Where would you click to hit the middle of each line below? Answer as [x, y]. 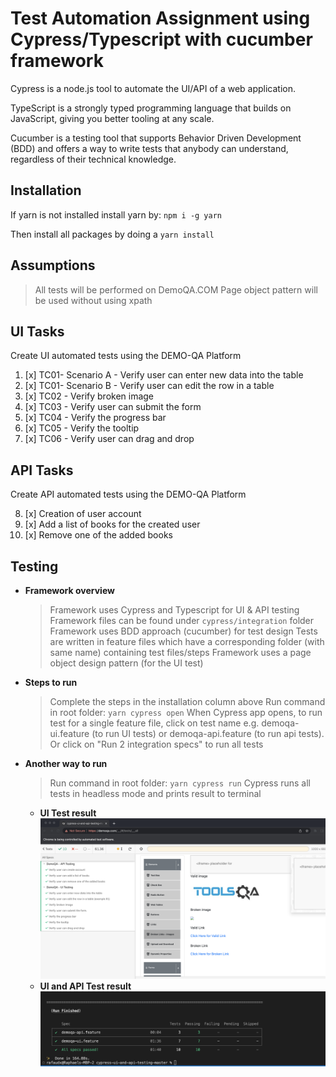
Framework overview [69, 590]
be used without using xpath [93, 300]
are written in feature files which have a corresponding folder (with [187, 641]
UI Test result [68, 813]
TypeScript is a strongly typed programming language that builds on [151, 108]
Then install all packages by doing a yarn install [112, 234]
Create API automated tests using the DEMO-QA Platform [128, 494]
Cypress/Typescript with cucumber [161, 39]
